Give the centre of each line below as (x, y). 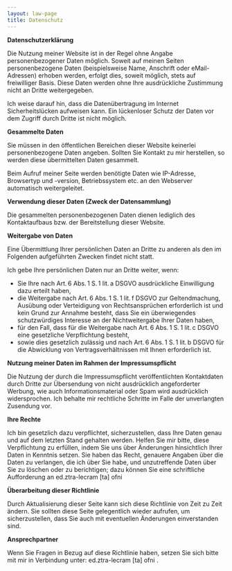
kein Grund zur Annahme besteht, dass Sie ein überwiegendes (106, 313)
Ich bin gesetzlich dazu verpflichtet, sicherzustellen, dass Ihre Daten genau (115, 432)
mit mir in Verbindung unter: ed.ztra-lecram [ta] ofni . (83, 560)
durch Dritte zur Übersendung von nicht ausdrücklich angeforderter (104, 384)
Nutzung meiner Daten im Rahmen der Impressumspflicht (92, 363)
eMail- (200, 68)
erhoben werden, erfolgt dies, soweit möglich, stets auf (117, 75)
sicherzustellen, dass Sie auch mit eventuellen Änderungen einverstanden (113, 518)
